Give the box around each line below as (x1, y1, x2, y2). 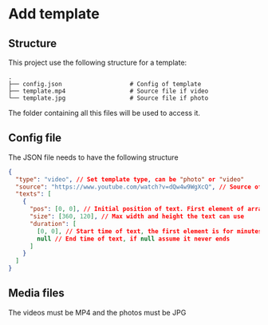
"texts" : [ (15, 190, 52, 198)
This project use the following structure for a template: (8, 57, 187, 67)
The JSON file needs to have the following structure (8, 153, 179, 162)
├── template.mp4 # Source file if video (8, 87, 209, 95)
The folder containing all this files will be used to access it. (8, 109, 201, 117)
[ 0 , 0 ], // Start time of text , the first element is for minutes (37, 227, 262, 236)
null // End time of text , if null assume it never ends (37, 235, 231, 243)
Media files (8, 287, 65, 300)
